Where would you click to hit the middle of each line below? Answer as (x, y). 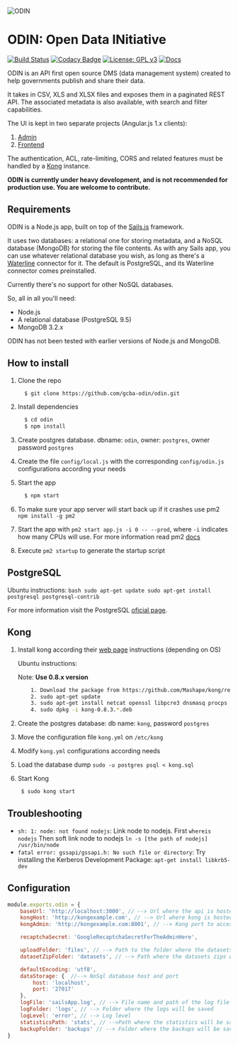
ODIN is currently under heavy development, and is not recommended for (118, 179)
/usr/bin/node (38, 845)
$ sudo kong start (48, 792)
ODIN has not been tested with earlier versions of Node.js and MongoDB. (114, 340)
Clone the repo (39, 380)
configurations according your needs (72, 469)
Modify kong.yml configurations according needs (89, 751)
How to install (38, 363)
